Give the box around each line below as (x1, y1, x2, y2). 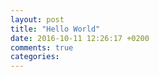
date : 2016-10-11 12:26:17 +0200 (10, 33, 150, 43)
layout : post (10, 14, 65, 25)
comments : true (10, 42, 74, 53)
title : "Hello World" (10, 24, 101, 34)
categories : (10, 52, 60, 62)
